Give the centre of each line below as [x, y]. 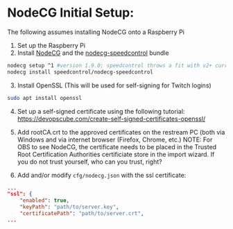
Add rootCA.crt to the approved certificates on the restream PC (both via [121, 132]
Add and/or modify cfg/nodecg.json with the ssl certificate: [102, 175]
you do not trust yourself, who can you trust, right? [89, 162]
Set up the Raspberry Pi [51, 45]
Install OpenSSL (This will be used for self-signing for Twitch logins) [114, 85]
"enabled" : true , [45, 201]
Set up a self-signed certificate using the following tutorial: [101, 111]
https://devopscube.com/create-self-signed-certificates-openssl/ [111, 119]
